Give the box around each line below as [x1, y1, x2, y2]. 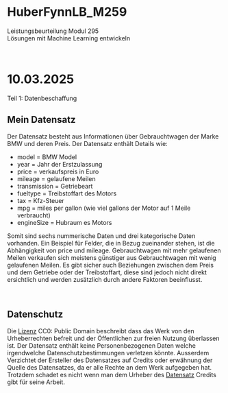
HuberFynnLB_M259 [7, 4, 127, 20]
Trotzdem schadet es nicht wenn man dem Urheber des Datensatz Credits [7, 370, 217, 379]
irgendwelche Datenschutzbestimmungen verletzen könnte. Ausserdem [7, 348, 210, 357]
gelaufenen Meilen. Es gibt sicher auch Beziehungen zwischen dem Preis [7, 261, 214, 269]
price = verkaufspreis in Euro [16, 167, 99, 176]
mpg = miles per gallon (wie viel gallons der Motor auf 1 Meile [16, 204, 191, 212]
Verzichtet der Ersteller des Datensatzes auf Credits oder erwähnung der [7, 356, 213, 364]
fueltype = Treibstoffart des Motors [16, 189, 117, 198]
